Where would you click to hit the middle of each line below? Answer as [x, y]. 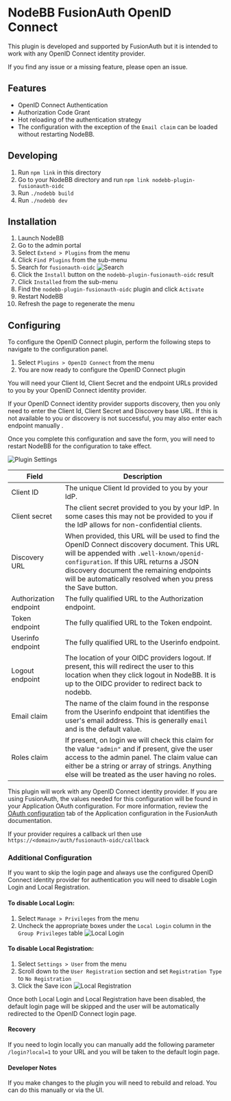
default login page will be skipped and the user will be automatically [104, 1006]
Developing [33, 156]
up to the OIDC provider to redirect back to [133, 684]
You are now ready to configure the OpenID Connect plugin [101, 370]
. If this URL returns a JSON [155, 562]
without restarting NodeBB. [56, 134]
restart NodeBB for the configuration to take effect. [80, 446]
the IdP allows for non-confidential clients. [133, 525]
